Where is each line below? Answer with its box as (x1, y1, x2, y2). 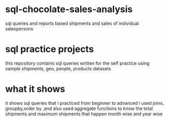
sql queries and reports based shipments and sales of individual (5, 20, 139, 26)
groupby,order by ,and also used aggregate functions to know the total (5, 105, 153, 111)
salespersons (5, 25, 33, 31)
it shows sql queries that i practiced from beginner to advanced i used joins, (5, 100, 164, 106)
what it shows (5, 84, 65, 95)
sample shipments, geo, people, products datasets (5, 65, 111, 71)
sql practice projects (5, 44, 94, 55)
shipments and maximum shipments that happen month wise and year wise (5, 110, 163, 117)
